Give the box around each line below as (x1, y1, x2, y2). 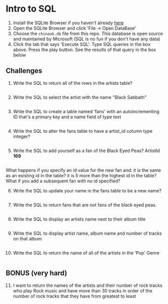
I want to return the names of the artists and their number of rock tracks (13, 282, 163, 288)
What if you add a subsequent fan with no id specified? (6, 178, 121, 184)
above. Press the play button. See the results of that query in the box (13, 46, 156, 53)
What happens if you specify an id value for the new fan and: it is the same (6, 167, 161, 173)
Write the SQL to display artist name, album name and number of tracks (13, 230, 162, 236)
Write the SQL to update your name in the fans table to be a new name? (13, 187, 162, 193)
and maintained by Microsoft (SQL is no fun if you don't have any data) (13, 36, 160, 42)
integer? (13, 133, 31, 139)
